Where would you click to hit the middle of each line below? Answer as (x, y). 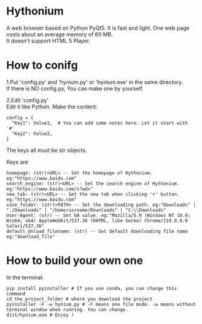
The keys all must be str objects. (47, 150)
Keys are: (18, 162)
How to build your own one (75, 261)
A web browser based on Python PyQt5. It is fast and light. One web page (98, 28)
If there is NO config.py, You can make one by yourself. (75, 88)
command (16, 294)
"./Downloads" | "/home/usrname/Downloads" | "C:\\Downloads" (86, 210)
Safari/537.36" (25, 226)
